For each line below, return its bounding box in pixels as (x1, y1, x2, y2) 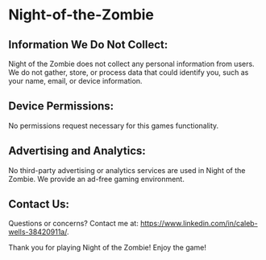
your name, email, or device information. (8, 76, 143, 85)
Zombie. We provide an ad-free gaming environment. (8, 174, 185, 184)
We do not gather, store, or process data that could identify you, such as (8, 68, 249, 77)
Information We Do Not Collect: (8, 38, 168, 52)
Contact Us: (8, 197, 70, 211)
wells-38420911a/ (8, 227, 67, 237)
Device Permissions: (8, 99, 114, 113)
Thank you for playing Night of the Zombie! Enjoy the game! (8, 243, 207, 253)
